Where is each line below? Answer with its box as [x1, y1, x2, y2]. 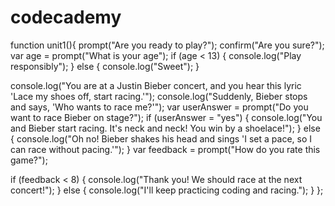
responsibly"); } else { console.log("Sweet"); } [10, 60, 200, 72]
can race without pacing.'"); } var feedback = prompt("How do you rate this [10, 143, 321, 155]
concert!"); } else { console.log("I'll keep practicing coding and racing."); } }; [10, 184, 324, 196]
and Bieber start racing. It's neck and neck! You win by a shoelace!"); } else [10, 122, 321, 134]
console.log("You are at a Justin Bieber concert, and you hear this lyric [10, 79, 302, 91]
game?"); [10, 154, 48, 166]
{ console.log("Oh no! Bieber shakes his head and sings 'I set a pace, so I [10, 132, 313, 145]
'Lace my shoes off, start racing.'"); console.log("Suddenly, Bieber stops [10, 90, 308, 102]
